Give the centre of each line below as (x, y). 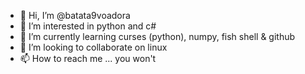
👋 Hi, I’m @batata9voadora (75, 15)
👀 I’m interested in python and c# (88, 26)
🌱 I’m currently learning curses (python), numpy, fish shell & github (157, 36)
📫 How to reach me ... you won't (88, 58)
